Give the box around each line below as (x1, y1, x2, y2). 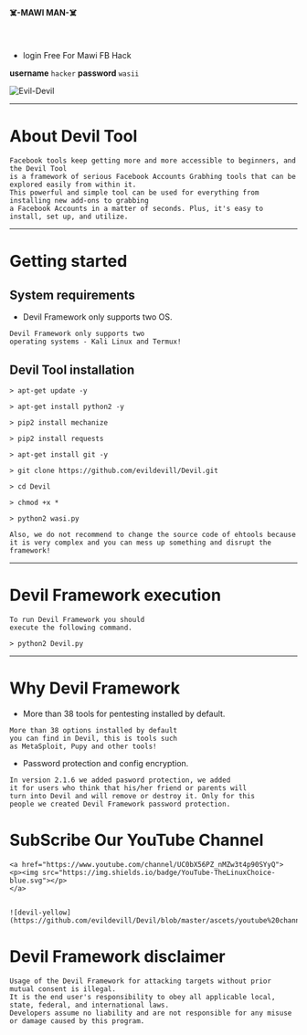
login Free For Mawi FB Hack (22, 50, 132, 61)
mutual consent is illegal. (9, 984, 117, 994)
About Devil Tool (9, 126, 138, 147)
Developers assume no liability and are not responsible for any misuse (9, 1009, 292, 1018)
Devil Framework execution (9, 585, 222, 606)
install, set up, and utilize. (9, 212, 129, 222)
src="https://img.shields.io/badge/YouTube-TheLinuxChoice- (42, 868, 276, 877)
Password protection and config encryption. (22, 757, 189, 768)
